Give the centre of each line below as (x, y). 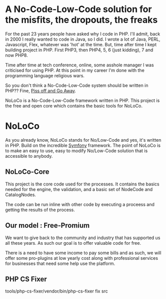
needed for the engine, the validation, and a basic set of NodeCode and (79, 189)
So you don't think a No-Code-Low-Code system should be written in (77, 85)
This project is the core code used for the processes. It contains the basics (82, 184)
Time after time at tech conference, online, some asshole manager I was (79, 65)
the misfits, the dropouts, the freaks (81, 20)
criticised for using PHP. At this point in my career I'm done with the (75, 70)
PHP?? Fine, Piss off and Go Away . (41, 90)
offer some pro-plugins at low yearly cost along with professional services (82, 258)
